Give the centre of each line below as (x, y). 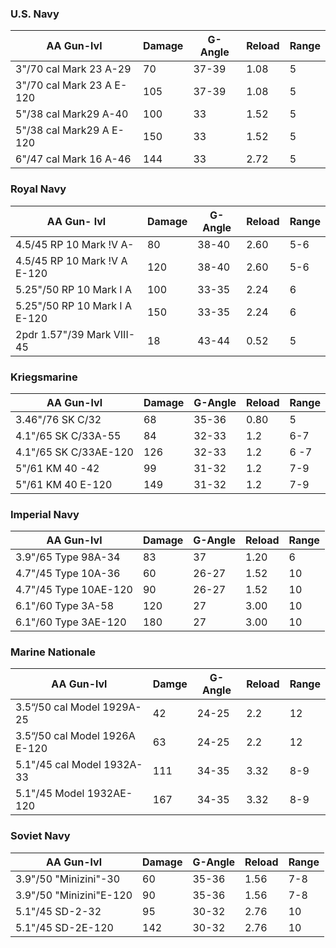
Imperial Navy (45, 514)
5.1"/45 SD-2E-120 (64, 927)
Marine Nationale (53, 652)
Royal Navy (38, 189)
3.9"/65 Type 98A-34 (68, 557)
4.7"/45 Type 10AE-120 (74, 590)
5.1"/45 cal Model (58, 765)
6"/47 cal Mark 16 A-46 (73, 159)
